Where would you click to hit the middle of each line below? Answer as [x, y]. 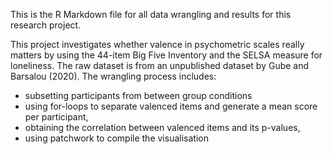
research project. [46, 25]
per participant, [56, 117]
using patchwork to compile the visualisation [116, 138]
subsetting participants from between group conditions [138, 95]
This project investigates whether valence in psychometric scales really [157, 44]
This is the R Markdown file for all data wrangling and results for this [151, 14]
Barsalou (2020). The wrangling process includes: [113, 76]
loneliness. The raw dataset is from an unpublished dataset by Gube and [160, 65]
